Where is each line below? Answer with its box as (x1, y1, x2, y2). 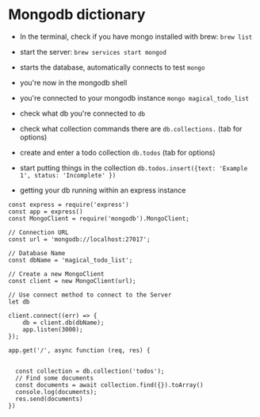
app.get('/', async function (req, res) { (8, 346, 151, 354)
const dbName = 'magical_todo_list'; (8, 256, 133, 264)
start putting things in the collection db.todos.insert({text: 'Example (19, 163, 248, 172)
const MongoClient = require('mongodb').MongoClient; (8, 214, 190, 223)
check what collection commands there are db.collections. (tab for (19, 124, 243, 133)
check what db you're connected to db (19, 109, 145, 118)
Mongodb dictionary (8, 6, 146, 24)
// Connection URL (8, 228, 69, 236)
